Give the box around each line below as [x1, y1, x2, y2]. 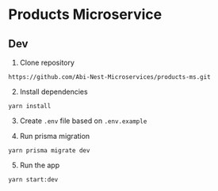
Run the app [19, 160, 60, 170]
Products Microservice [8, 6, 163, 24]
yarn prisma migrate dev [8, 147, 90, 155]
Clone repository [19, 58, 75, 67]
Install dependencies [19, 87, 89, 96]
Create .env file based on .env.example [19, 116, 147, 125]
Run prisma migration [19, 132, 90, 140]
